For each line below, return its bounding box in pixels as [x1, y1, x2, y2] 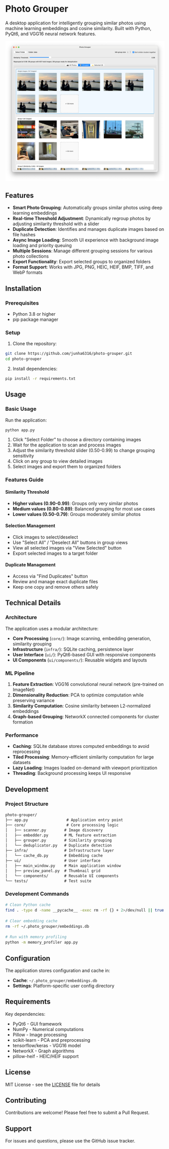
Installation [5, 284, 41, 293]
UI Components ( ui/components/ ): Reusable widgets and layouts [12, 657, 147, 663]
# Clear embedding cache [5, 918, 58, 923]
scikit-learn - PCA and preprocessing [12, 1037, 91, 1043]
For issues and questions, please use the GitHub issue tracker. [5, 1138, 136, 1144]
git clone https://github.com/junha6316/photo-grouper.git [5, 351, 133, 356]
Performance [5, 732, 39, 739]
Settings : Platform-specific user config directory [12, 983, 115, 989]
